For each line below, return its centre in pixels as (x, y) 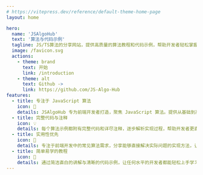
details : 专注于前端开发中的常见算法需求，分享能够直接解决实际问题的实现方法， (106, 146)
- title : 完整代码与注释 (40, 118)
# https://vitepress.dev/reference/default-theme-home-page (84, 12)
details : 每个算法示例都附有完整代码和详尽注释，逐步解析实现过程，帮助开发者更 (106, 129)
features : (19, 96)
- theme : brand (36, 62)
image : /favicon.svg (37, 51)
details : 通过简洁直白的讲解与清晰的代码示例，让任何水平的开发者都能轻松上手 (104, 162)
